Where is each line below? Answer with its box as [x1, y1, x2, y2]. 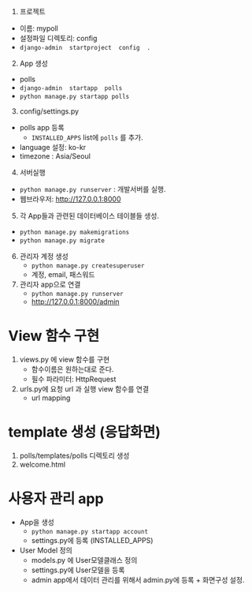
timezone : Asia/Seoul [19, 152, 91, 160]
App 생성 [19, 58, 49, 68]
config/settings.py [19, 107, 80, 116]
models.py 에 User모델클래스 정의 [31, 555, 138, 564]
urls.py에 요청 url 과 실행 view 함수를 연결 [19, 384, 150, 393]
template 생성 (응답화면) [8, 423, 161, 441]
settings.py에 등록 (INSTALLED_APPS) [31, 535, 154, 545]
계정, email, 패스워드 [31, 270, 95, 279]
